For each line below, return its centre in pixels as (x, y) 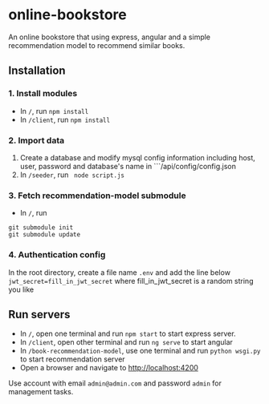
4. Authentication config (57, 255)
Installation (37, 71)
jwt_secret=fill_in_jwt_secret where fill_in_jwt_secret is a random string (131, 281)
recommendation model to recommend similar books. (97, 45)
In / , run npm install (54, 111)
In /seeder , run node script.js (72, 175)
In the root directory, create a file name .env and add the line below (120, 272)
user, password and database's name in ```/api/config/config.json (128, 166)
